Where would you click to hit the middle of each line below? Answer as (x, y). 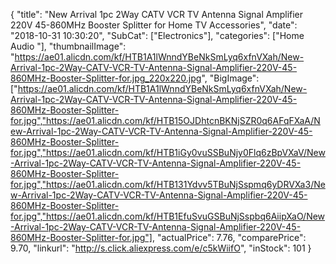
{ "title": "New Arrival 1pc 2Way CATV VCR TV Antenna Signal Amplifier (157, 14)
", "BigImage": (230, 78)
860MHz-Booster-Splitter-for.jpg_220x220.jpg (106, 78)
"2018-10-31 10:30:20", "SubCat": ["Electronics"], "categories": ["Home (157, 35)
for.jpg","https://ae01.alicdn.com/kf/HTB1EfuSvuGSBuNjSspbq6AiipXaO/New (168, 216)
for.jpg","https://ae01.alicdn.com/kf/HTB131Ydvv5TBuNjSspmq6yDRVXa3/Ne (168, 184)
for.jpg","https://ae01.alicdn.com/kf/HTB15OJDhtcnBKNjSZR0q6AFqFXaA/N (165, 120)
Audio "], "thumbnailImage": (68, 46)
